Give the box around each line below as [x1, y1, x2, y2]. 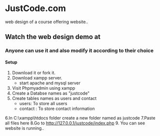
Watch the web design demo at [5, 33, 101, 41]
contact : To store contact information [19, 106, 95, 111]
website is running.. [5, 125, 45, 131]
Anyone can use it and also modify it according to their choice [5, 47, 154, 54]
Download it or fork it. [12, 70, 56, 76]
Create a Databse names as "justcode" [12, 90, 90, 96]
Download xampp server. [12, 75, 63, 81]
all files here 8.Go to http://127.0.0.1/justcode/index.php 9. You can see [5, 120, 145, 126]
